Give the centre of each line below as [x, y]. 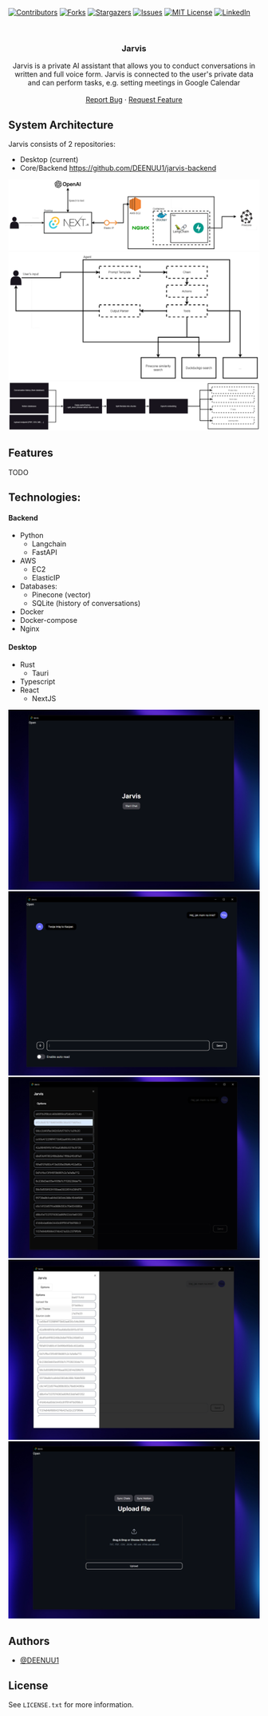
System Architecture [61, 125]
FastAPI [44, 553]
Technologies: [45, 497]
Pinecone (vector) [61, 595]
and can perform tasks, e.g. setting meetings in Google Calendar [134, 83]
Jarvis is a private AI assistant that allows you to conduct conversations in [134, 66]
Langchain [49, 544]
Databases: [38, 586]
